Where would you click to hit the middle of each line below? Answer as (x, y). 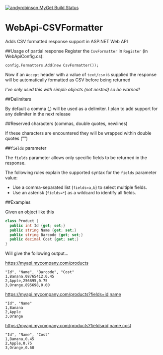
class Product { (22, 221)
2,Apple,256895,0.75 (27, 281)
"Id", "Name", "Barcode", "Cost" (40, 272)
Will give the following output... (37, 253)
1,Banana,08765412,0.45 (30, 277)
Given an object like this (30, 212)
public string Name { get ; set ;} (43, 230)
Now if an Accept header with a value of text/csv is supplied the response (81, 74)
